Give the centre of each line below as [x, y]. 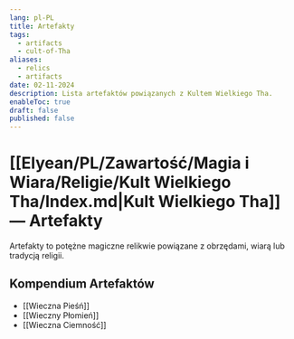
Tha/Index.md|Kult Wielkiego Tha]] [145, 202]
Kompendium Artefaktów [82, 284]
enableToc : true [40, 102]
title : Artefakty [42, 26]
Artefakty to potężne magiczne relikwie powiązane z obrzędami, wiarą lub [147, 246]
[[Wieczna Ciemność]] [64, 325]
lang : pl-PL [32, 18]
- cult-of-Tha [44, 52]
